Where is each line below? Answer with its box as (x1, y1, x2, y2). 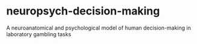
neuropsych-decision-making (6, 4, 160, 18)
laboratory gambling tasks (6, 30, 71, 37)
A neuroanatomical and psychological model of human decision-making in (6, 24, 192, 31)
